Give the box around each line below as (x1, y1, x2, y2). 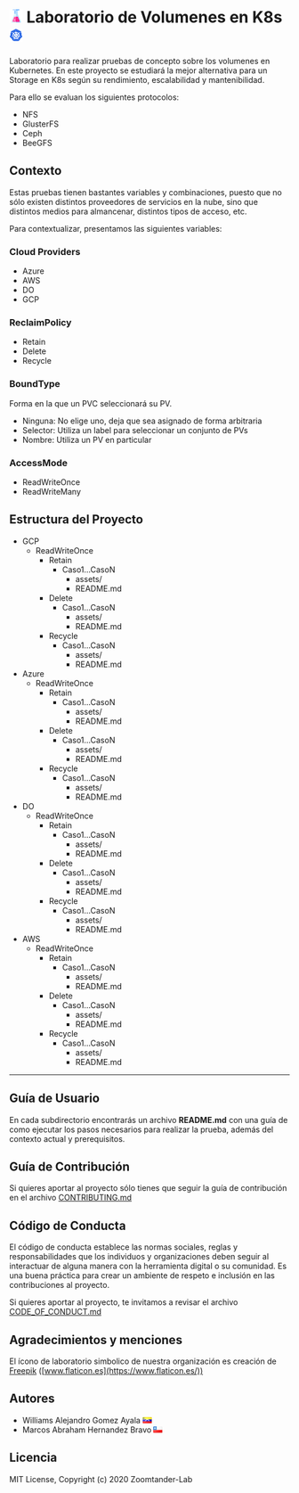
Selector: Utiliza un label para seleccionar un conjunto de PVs (21, 424, 248, 435)
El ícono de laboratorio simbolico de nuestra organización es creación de (9, 1356, 278, 1366)
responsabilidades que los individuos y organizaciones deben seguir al (9, 1251, 270, 1262)
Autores (9, 1391, 55, 1407)
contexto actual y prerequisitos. (9, 1133, 125, 1144)
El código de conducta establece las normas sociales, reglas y (9, 1242, 238, 1252)
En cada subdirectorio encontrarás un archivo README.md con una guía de (9, 1114, 288, 1125)
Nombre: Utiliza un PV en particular (21, 434, 152, 445)
